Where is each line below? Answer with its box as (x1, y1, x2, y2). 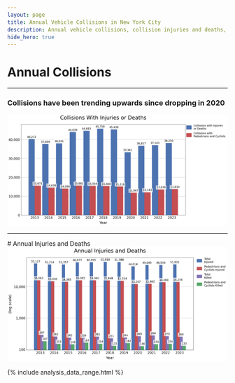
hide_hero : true (7, 34, 55, 41)
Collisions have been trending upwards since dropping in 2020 (7, 98, 225, 108)
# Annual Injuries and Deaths (7, 239, 91, 248)
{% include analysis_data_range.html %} (7, 368, 124, 376)
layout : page (7, 11, 45, 18)
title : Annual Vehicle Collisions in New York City (7, 18, 161, 26)
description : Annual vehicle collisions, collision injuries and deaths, (7, 26, 227, 33)
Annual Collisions (7, 64, 112, 81)
